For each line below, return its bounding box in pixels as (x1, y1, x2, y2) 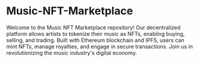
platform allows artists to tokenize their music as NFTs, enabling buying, (6, 30, 185, 37)
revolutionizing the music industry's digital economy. (6, 49, 137, 56)
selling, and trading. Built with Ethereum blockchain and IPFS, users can (6, 36, 185, 44)
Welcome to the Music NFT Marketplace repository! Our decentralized (6, 24, 181, 31)
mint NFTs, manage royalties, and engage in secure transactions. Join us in (6, 43, 193, 50)
